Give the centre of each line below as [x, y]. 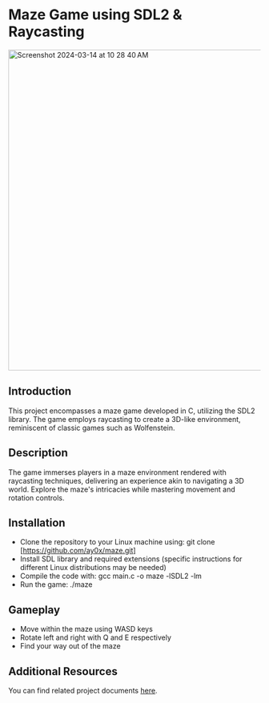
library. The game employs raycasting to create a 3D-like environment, [125, 419]
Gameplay [34, 610]
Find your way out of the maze [70, 646]
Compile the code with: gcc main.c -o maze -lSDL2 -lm [111, 576]
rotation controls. [37, 497]
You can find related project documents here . [83, 691]
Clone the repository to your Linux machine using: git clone [117, 542]
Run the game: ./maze [56, 584]
